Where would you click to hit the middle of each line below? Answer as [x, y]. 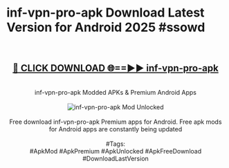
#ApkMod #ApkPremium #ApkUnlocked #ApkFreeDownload [116, 151]
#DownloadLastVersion [116, 158]
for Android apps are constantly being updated [116, 129]
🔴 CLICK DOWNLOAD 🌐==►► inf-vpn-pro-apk [116, 68]
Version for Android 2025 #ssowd [106, 27]
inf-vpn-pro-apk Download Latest [106, 13]
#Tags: [116, 144]
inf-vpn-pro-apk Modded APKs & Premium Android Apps [116, 92]
